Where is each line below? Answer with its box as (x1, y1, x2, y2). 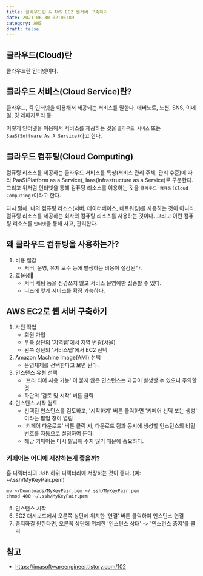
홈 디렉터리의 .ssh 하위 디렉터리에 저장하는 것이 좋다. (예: (6, 469, 141, 476)
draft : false (6, 26, 39, 32)
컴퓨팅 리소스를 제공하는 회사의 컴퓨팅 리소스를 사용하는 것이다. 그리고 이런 (6, 212, 183, 219)
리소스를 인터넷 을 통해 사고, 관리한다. (12, 219, 98, 227)
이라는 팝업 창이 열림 (24, 414, 73, 422)
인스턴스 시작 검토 (15, 399, 58, 407)
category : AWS (6, 20, 42, 26)
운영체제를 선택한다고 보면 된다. (24, 362, 99, 369)
